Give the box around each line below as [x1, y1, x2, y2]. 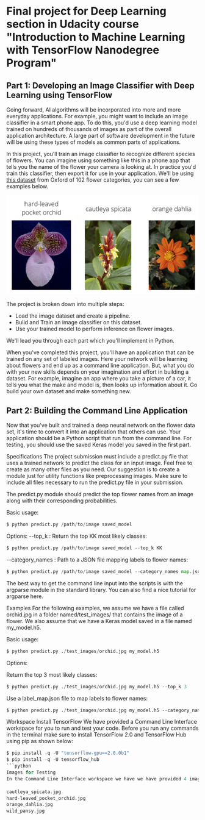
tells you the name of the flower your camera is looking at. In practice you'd [6, 163, 196, 170]
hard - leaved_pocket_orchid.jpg [6, 795, 86, 801]
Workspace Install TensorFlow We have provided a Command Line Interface [6, 718, 197, 726]
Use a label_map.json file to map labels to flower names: [6, 694, 148, 702]
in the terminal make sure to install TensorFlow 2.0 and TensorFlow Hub [6, 731, 187, 738]
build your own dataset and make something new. [6, 388, 131, 395]
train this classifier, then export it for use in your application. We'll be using [6, 169, 194, 177]
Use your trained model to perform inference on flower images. [15, 325, 174, 333]
